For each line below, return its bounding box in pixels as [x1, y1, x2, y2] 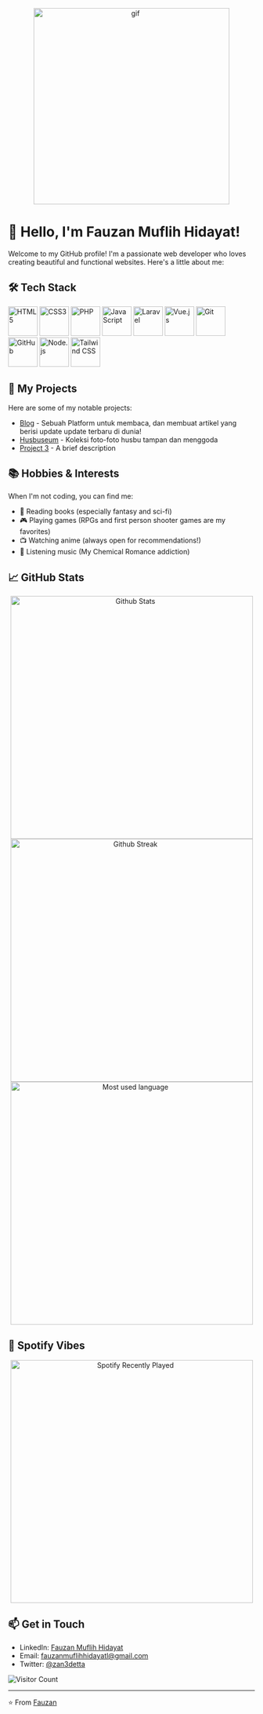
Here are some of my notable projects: [8, 403, 132, 412]
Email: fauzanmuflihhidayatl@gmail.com [19, 1650, 149, 1660]
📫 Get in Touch [8, 1617, 85, 1632]
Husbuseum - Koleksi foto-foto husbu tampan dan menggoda [19, 435, 218, 444]
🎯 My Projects [8, 382, 77, 396]
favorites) [19, 527, 51, 536]
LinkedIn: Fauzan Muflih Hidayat [19, 1643, 124, 1652]
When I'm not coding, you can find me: [8, 492, 134, 501]
